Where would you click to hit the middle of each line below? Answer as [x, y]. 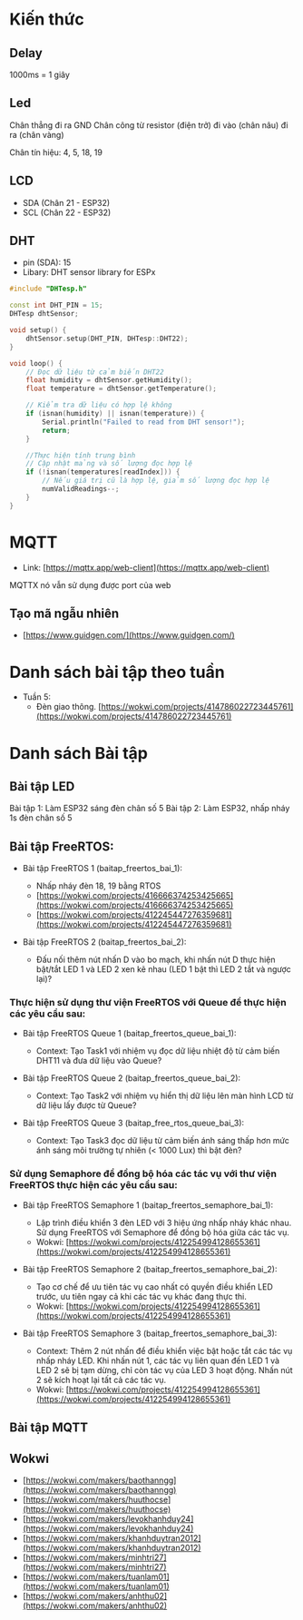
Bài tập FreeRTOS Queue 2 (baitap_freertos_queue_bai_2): [132, 1078]
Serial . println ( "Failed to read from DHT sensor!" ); [144, 422]
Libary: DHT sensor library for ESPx [89, 272]
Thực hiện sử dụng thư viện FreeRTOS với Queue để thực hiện [148, 1003]
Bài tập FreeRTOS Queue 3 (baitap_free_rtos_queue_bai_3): [133, 1123]
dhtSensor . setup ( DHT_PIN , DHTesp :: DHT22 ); [107, 339]
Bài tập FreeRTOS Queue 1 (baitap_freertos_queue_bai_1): [129, 1034]
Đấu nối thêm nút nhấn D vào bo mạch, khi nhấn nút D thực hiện [156, 960]
